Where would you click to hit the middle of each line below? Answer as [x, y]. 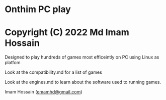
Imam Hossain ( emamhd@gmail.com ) [44, 92]
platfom [13, 63]
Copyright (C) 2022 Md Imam [67, 33]
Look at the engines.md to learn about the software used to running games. [83, 82]
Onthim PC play [38, 9]
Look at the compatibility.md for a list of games [54, 72]
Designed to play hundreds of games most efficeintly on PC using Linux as [82, 57]
